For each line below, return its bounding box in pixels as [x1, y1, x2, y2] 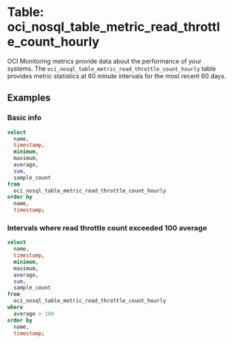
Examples [7, 92, 51, 104]
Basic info [7, 113, 42, 123]
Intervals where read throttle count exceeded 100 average [7, 223, 207, 232]
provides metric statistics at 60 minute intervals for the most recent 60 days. [7, 71, 227, 80]
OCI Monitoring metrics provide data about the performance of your [7, 57, 202, 65]
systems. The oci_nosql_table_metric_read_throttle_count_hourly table [7, 64, 216, 73]
